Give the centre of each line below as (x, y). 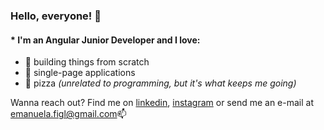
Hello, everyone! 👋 (56, 16)
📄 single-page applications (80, 73)
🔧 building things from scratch (87, 62)
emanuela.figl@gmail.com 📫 (68, 114)
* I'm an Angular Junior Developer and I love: (105, 40)
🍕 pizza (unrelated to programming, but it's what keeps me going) (160, 83)
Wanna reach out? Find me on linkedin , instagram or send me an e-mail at (162, 103)
